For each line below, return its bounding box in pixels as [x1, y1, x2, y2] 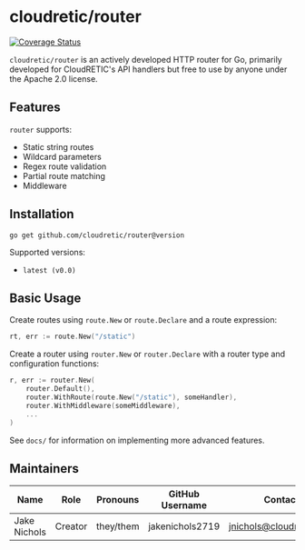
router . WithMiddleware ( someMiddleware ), [25, 401, 181, 410]
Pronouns [96, 494, 140, 506]
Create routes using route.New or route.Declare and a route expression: [9, 315, 278, 325]
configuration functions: [9, 358, 100, 369]
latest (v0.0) [22, 265, 76, 275]
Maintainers [9, 461, 80, 476]
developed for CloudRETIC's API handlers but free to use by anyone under [9, 64, 288, 75]
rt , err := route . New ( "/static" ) [9, 332, 136, 342]
